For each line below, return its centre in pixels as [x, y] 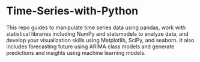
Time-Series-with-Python [72, 11]
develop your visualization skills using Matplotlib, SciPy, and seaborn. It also [100, 40]
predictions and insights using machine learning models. [76, 52]
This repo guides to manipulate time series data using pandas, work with [96, 27]
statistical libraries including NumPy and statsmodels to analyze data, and [98, 33]
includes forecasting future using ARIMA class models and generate [90, 46]
